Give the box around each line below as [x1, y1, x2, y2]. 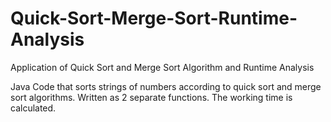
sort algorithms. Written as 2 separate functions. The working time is [10, 91, 293, 103]
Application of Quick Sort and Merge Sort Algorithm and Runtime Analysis [10, 61, 315, 73]
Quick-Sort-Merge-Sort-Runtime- [10, 7, 298, 30]
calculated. [10, 102, 57, 114]
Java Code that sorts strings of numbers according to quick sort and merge [10, 80, 322, 92]
